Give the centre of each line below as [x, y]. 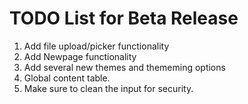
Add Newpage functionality [80, 56]
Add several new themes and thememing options [124, 67]
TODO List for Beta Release [124, 18]
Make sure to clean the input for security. [108, 88]
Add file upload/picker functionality [96, 46]
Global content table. [67, 78]
